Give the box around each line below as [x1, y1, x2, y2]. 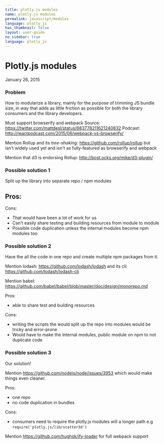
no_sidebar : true [5, 35, 41, 40]
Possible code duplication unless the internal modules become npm [12, 225, 149, 231]
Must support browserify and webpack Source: [5, 120, 100, 126]
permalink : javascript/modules [5, 16, 69, 21]
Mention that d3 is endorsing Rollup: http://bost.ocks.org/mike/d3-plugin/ [5, 154, 153, 160]
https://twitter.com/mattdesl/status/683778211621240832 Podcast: [5, 125, 141, 131]
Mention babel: [5, 278, 36, 284]
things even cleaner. [5, 375, 46, 381]
